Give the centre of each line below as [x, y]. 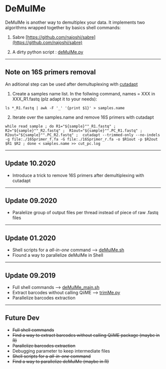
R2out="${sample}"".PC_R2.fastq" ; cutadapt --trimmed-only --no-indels [83, 135]
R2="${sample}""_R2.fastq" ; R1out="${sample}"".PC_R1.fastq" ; [74, 131]
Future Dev [22, 318]
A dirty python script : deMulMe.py [48, 52]
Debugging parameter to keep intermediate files [61, 351]
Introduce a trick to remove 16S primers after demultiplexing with [78, 175]
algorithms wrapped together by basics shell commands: [63, 27]
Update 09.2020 [31, 201]
